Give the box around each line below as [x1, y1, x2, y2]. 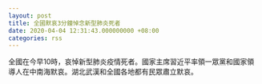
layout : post [8, 11, 52, 20]
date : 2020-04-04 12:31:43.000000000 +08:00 [8, 26, 159, 34]
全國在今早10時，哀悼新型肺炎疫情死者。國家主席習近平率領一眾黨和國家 [8, 57, 248, 66]
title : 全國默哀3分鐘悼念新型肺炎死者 [8, 19, 121, 27]
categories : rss [8, 34, 62, 42]
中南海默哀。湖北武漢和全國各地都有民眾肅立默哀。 [29, 67, 198, 77]
